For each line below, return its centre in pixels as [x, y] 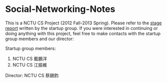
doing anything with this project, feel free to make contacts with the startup [83, 33]
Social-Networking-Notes [60, 9]
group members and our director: [40, 39]
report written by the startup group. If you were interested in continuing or [81, 28]
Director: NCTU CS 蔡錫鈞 [32, 75]
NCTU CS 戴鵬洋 [30, 59]
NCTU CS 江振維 [30, 65]
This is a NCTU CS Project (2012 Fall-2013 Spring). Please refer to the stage [83, 23]
